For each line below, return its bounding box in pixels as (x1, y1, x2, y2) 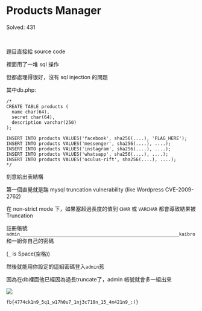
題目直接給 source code (6, 48, 66, 55)
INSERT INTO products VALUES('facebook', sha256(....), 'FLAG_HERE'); (6, 135, 188, 141)
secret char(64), (11, 114, 55, 120)
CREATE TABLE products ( (6, 103, 69, 109)
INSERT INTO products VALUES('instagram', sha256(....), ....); (6, 146, 171, 152)
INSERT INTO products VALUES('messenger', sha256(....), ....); (6, 140, 171, 147)
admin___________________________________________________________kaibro (6, 231, 196, 237)
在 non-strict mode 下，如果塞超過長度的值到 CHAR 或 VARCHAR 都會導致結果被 (6, 205, 196, 212)
